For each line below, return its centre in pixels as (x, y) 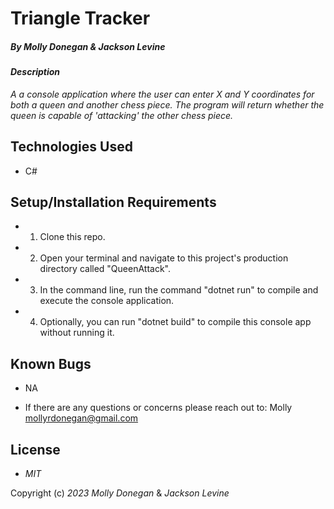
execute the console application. (107, 301)
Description (35, 72)
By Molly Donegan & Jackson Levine (88, 46)
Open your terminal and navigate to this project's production (164, 258)
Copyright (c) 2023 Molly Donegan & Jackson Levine (120, 493)
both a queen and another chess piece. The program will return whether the (167, 104)
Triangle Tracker (80, 18)
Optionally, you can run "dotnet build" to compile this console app (175, 322)
